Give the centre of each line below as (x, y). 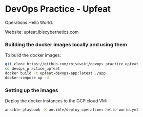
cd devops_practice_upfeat (32, 69)
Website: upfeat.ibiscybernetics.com (42, 32)
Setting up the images (32, 90)
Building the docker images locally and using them (66, 44)
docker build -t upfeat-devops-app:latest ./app (55, 73)
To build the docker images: (33, 55)
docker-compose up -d (27, 78)
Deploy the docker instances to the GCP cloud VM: (56, 101)
